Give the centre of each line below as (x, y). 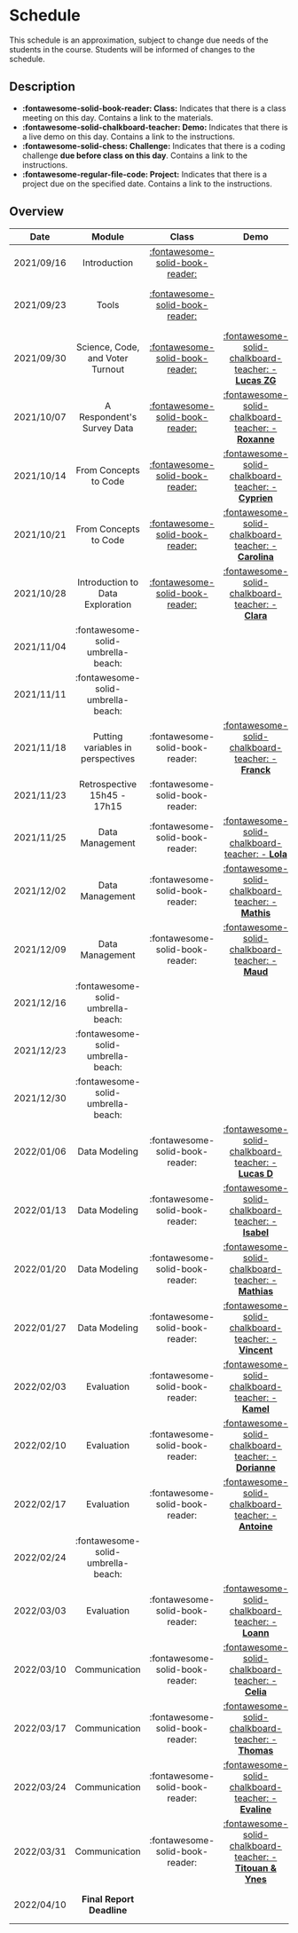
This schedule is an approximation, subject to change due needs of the (139, 40)
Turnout (108, 369)
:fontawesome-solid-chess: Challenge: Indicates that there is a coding (153, 146)
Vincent (256, 1350)
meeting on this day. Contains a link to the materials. (118, 117)
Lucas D (255, 1173)
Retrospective (108, 784)
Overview (37, 212)
